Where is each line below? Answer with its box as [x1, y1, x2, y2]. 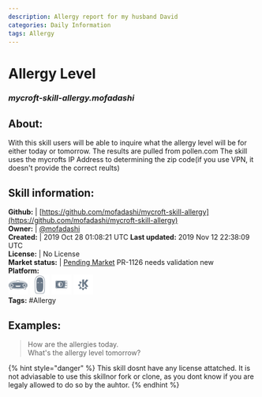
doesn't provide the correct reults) [8, 163, 120, 173]
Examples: [8, 319, 62, 332]
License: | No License [8, 249, 80, 259]
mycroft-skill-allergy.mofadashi [8, 93, 135, 104]
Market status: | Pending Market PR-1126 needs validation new [8, 258, 215, 267]
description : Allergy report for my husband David [8, 13, 178, 21]
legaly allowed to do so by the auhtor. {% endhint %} [8, 380, 180, 389]
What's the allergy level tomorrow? [27, 348, 141, 357]
